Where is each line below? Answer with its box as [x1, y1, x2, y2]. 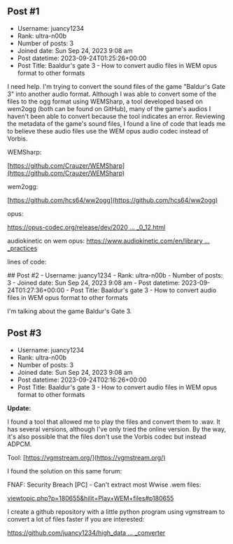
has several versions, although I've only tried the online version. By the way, [7, 424, 226, 433]
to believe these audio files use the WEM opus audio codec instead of [7, 127, 209, 135]
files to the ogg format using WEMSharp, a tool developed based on [7, 97, 203, 106]
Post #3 [7, 327, 42, 339]
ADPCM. [7, 440, 32, 448]
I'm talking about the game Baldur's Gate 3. [7, 307, 132, 315]
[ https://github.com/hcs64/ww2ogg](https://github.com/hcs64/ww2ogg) [7, 196, 218, 204]
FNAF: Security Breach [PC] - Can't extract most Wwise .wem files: [7, 480, 202, 489]
